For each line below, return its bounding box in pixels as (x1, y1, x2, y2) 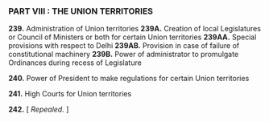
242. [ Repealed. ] (8, 104, 69, 114)
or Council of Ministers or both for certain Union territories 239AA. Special (8, 32, 257, 42)
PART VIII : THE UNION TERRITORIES (8, 6, 154, 17)
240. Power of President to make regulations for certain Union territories (8, 74, 250, 83)
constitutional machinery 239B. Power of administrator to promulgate (8, 50, 239, 59)
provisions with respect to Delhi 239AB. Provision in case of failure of (8, 41, 240, 51)
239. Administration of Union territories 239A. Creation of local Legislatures (8, 24, 262, 34)
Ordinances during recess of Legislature (8, 58, 143, 67)
